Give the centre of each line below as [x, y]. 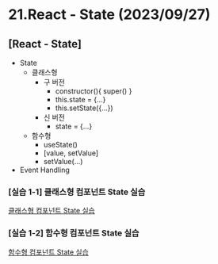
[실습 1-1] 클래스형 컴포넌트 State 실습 [77, 192]
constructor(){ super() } [94, 91]
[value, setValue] [71, 153]
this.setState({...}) [84, 108]
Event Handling [44, 170]
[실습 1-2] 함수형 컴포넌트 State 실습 [74, 233]
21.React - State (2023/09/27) [109, 15]
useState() [60, 145]
